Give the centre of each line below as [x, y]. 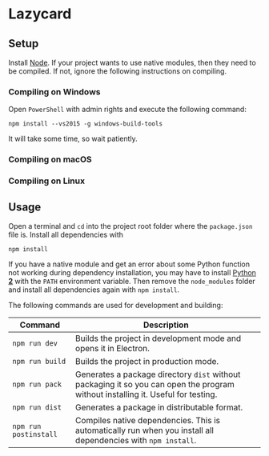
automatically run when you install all [145, 430]
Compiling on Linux [47, 181]
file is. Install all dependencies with [66, 234]
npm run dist [37, 407]
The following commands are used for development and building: [116, 305]
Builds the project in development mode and [158, 338]
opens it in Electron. [112, 348]
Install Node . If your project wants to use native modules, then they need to [132, 62]
